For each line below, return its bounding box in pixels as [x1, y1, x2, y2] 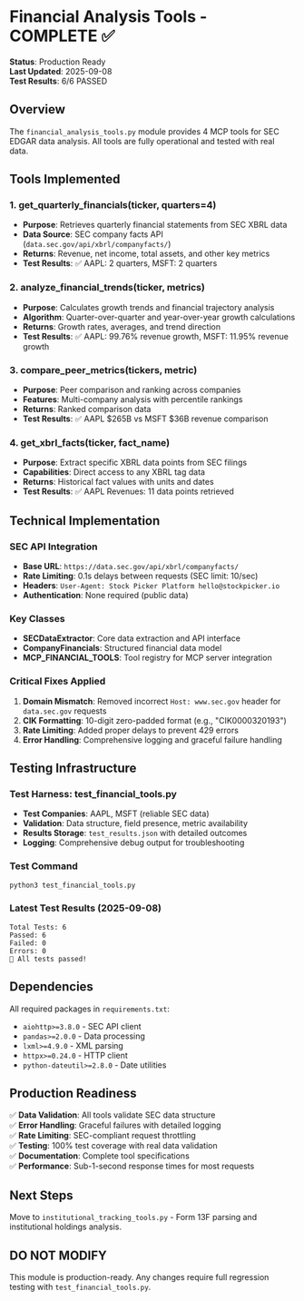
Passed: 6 [9, 931, 47, 940]
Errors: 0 [9, 946, 47, 955]
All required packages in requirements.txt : [9, 1003, 170, 1014]
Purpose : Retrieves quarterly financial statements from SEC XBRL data [22, 220, 288, 231]
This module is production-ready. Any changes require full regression [9, 1272, 270, 1283]
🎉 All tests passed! [9, 954, 88, 963]
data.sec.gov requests [22, 705, 107, 716]
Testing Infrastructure [9, 761, 137, 775]
